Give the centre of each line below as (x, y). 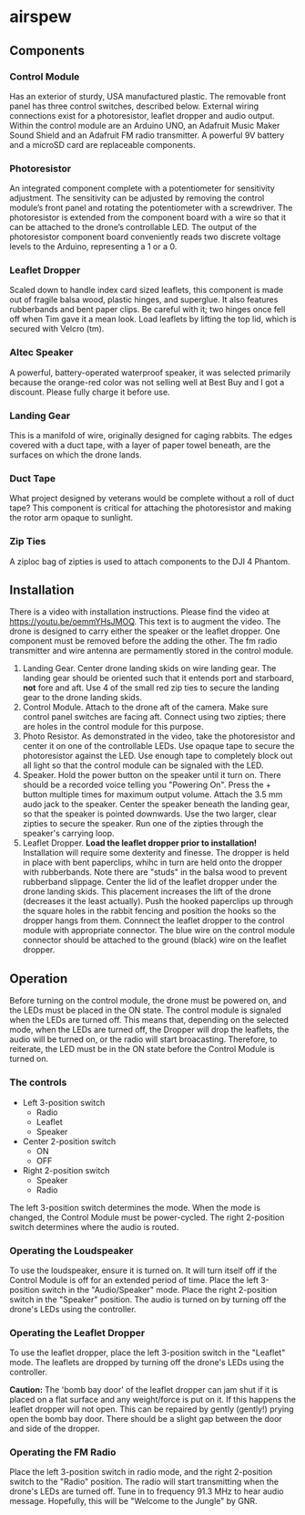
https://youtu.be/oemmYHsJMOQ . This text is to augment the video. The (145, 622)
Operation (39, 978)
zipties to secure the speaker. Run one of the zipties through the (143, 824)
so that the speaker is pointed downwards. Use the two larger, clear (150, 814)
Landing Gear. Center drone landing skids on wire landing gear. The (149, 668)
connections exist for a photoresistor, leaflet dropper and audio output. (142, 115)
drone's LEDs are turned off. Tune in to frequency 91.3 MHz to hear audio (147, 1491)
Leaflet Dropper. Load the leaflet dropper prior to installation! (140, 843)
